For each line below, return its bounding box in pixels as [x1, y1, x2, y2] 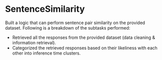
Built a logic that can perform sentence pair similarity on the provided [5, 20, 145, 26]
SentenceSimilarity [5, 3, 85, 15]
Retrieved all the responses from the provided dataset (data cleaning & [12, 34, 156, 40]
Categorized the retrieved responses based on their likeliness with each [12, 45, 158, 51]
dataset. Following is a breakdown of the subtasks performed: [5, 25, 131, 30]
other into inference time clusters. [12, 50, 81, 56]
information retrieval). [12, 39, 56, 45]
